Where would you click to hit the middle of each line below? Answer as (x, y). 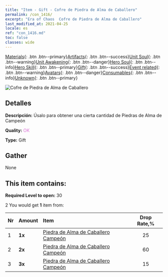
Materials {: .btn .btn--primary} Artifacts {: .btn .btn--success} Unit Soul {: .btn (83, 56)
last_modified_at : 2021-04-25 (37, 24)
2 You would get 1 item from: (34, 205)
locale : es (16, 28)
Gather (16, 155)
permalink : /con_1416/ (29, 14)
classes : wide (20, 42)
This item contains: (36, 183)
